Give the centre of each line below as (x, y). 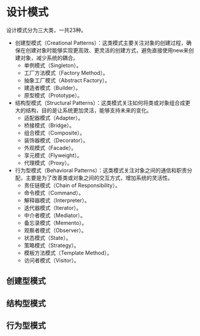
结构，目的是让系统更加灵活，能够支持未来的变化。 (89, 110)
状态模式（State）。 (47, 238)
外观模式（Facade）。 (50, 148)
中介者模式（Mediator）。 (55, 215)
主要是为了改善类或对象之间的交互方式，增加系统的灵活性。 (99, 178)
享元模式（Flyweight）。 (53, 155)
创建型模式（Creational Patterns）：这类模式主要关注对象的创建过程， (101, 43)
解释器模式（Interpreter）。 (57, 200)
